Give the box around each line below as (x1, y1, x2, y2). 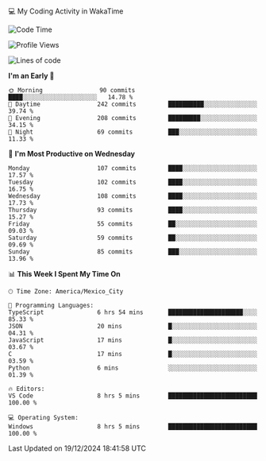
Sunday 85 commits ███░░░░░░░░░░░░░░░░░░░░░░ (8, 248, 258, 256)
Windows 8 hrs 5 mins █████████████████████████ (8, 423, 258, 431)
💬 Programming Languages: (8, 301, 94, 309)
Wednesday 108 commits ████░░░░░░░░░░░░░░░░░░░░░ (8, 192, 258, 200)
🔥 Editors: (8, 385, 45, 393)
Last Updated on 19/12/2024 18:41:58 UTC (8, 444, 147, 453)
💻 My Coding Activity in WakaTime (8, 6, 124, 16)
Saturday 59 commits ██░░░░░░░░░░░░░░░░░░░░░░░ (8, 234, 258, 242)
